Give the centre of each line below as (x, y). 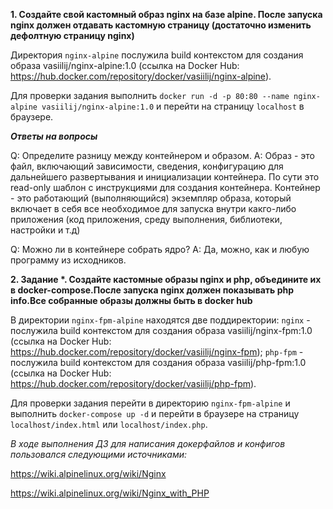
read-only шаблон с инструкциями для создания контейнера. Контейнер (165, 187)
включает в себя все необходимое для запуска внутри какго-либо (153, 208)
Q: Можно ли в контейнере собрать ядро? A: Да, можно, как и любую (160, 249)
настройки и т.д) (45, 230)
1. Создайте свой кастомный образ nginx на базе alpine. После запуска (166, 14)
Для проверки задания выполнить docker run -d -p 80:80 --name (150, 95)
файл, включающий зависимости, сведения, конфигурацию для (147, 166)
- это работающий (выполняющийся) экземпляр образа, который (151, 198)
